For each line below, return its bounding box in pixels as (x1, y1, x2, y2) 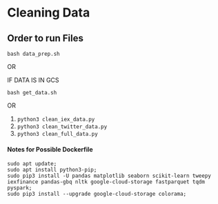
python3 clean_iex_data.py (17, 116, 95, 123)
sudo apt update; (7, 161, 57, 167)
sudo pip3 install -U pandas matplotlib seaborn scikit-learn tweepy (7, 172, 212, 180)
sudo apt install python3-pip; (7, 167, 97, 174)
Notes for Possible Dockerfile (7, 145, 93, 153)
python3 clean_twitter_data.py (17, 123, 108, 130)
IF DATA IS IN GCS (7, 76, 60, 84)
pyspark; (7, 185, 32, 192)
